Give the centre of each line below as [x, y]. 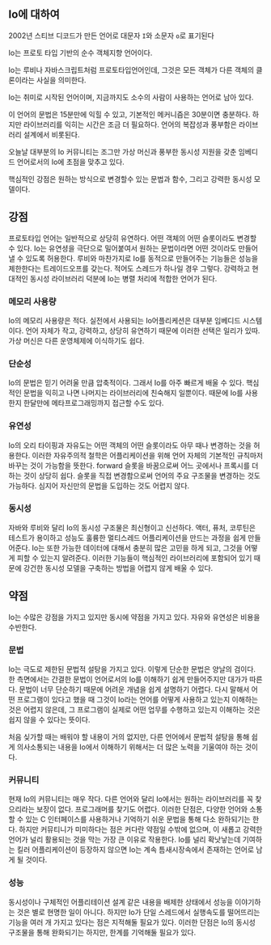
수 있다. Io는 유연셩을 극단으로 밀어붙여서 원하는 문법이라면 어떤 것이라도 [123, 248]
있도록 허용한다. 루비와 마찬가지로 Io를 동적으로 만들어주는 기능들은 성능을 [142, 258]
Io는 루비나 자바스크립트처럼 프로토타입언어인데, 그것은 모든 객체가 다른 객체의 [131, 70]
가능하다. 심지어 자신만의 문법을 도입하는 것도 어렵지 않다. [99, 485]
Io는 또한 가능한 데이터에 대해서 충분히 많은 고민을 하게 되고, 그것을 [137, 547]
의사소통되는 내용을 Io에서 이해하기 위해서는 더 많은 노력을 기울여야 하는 [130, 747]
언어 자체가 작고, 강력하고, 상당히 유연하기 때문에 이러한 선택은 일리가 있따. [143, 331]
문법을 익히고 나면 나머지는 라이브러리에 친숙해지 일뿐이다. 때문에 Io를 [133, 393]
